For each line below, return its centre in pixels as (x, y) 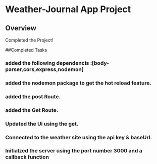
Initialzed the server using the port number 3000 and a (74, 151)
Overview (21, 28)
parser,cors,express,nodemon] (45, 69)
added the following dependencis (47, 63)
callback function (27, 157)
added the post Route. (33, 96)
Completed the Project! (29, 40)
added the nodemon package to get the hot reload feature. (78, 83)
